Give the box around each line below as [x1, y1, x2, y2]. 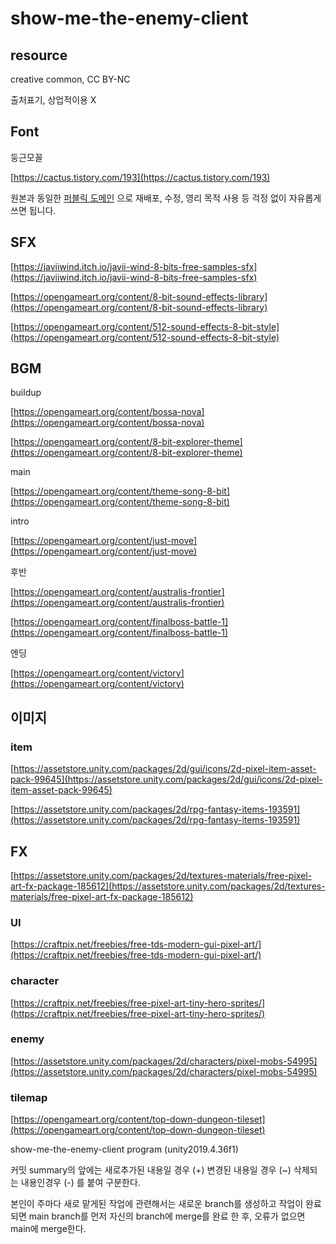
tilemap [10, 1090, 48, 1104]
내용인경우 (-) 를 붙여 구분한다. [20, 1177, 141, 1189]
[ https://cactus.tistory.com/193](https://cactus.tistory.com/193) [10, 171, 271, 183]
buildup [10, 387, 42, 399]
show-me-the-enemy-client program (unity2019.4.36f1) [10, 1143, 239, 1156]
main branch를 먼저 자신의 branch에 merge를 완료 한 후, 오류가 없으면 [28, 1210, 306, 1222]
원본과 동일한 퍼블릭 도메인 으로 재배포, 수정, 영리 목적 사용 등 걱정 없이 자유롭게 [10, 192, 322, 204]
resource [10, 47, 68, 64]
